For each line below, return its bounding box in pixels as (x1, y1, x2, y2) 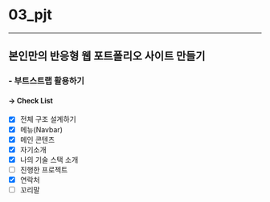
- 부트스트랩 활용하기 (8, 75, 84, 87)
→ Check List (8, 95, 54, 105)
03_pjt (8, 6, 52, 24)
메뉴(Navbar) (19, 124, 63, 134)
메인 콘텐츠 (19, 135, 55, 144)
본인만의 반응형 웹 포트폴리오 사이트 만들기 (8, 50, 206, 63)
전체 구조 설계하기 (19, 115, 76, 124)
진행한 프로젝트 (19, 164, 68, 174)
